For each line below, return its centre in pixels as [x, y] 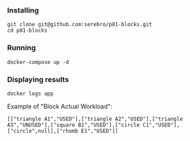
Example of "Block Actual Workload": [60, 106]
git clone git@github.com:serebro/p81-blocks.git [80, 25]
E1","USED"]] [99, 131]
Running [22, 48]
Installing [23, 10]
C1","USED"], [161, 125]
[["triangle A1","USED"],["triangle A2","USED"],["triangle [95, 119]
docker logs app [30, 94]
